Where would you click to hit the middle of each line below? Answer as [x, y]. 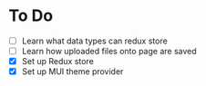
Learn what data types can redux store [94, 41]
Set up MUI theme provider [72, 72]
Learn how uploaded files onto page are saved [109, 51]
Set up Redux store [58, 62]
